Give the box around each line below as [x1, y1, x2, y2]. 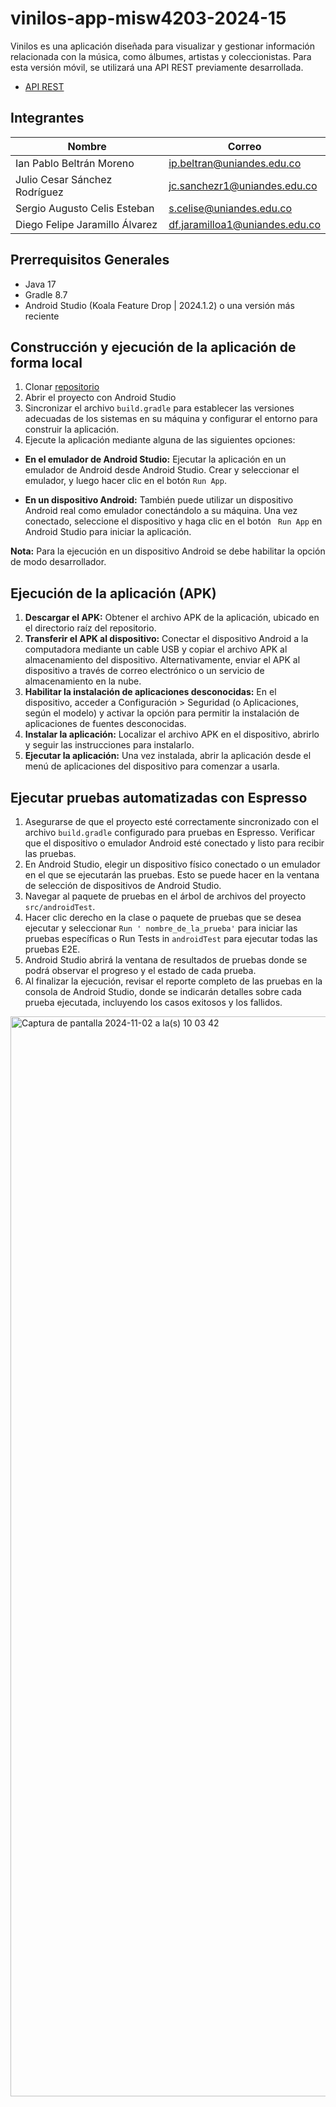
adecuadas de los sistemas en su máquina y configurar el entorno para [24, 413, 318, 425]
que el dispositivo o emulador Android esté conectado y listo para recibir [24, 837, 325, 849]
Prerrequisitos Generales [10, 252, 170, 269]
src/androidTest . [24, 901, 96, 912]
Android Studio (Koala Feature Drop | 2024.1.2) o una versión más [24, 299, 295, 311]
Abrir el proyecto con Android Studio [24, 392, 177, 404]
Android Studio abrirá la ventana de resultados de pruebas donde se [24, 954, 308, 966]
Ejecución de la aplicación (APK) [10, 585, 217, 602]
